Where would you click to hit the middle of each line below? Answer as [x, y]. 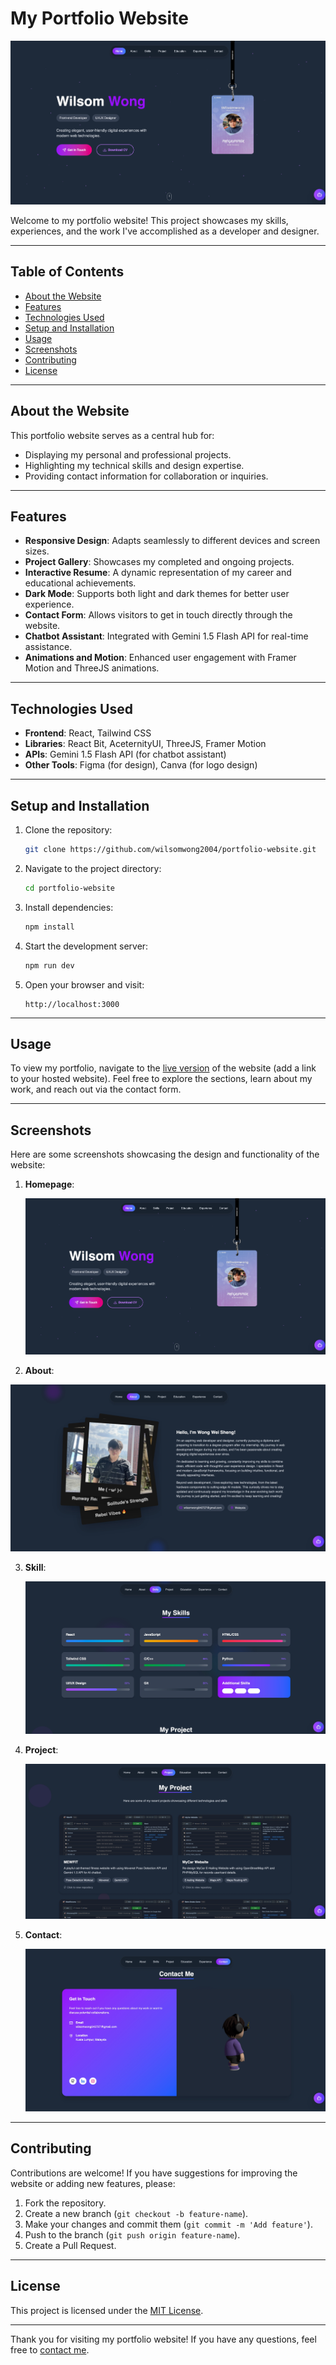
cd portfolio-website [69, 888]
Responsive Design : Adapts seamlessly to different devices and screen [172, 541]
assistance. [48, 647]
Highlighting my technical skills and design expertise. [134, 465]
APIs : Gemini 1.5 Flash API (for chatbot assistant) [125, 754]
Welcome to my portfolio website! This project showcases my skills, [149, 221]
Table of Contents [67, 272]
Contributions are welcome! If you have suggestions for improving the [154, 2173]
